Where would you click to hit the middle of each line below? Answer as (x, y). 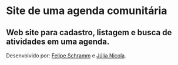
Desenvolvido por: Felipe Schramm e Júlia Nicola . (66, 56)
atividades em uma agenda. (58, 41)
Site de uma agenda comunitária (87, 11)
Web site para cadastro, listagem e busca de (89, 32)
